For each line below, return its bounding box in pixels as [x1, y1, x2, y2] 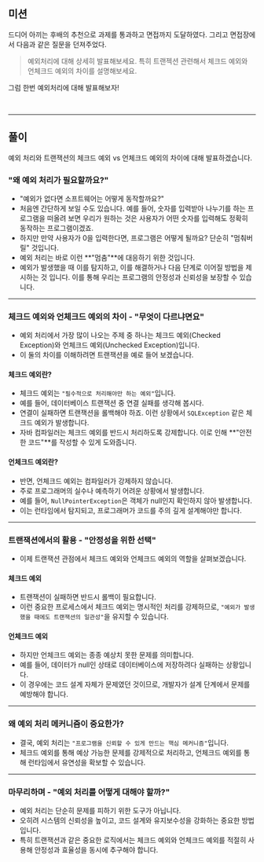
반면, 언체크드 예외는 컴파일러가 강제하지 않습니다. [19, 476, 173, 486]
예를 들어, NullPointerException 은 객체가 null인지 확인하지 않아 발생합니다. [19, 496, 253, 505]
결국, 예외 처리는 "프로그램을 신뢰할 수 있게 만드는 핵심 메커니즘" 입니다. [19, 738, 229, 747]
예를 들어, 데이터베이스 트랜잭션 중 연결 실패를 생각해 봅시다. [19, 398, 204, 408]
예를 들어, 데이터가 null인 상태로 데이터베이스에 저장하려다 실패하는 [19, 660, 225, 669]
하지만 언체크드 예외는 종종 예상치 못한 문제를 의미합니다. [19, 651, 194, 660]
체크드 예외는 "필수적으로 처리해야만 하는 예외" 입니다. [19, 388, 176, 398]
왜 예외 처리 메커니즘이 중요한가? [8, 718, 124, 729]
